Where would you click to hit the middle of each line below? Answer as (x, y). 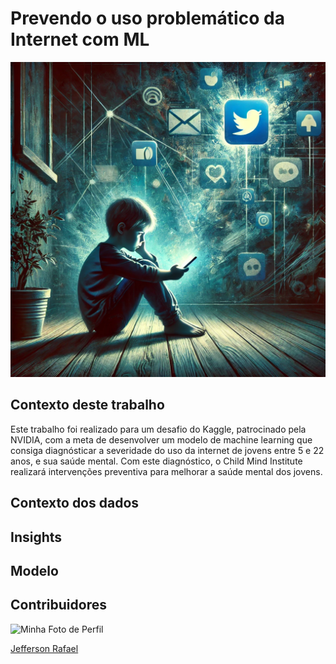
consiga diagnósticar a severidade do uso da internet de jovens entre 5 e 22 (167, 450)
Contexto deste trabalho (87, 405)
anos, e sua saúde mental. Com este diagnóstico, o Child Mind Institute (156, 461)
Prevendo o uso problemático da (147, 18)
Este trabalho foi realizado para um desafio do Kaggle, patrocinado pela (158, 429)
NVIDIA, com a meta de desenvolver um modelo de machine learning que (161, 439)
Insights (36, 537)
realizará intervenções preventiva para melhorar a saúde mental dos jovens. (166, 471)
